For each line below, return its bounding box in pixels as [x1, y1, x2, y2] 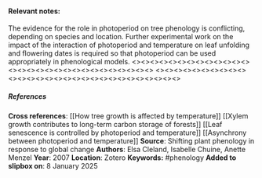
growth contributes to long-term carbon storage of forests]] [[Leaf [8, 120, 223, 129]
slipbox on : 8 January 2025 [8, 162, 98, 171]
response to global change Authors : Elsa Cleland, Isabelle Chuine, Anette [8, 145, 246, 154]
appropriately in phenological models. [8, 57, 131, 67]
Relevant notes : [8, 6, 60, 16]
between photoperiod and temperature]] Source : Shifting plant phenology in [8, 136, 255, 146]
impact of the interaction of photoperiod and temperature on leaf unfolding [8, 40, 249, 50]
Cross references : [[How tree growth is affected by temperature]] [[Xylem [8, 111, 249, 121]
